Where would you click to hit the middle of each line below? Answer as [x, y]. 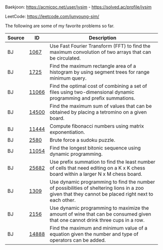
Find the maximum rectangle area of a [93, 66]
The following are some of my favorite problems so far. [60, 26]
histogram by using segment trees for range [100, 72]
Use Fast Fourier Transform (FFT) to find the [100, 46]
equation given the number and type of [94, 234]
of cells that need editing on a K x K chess [98, 168]
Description [103, 38]
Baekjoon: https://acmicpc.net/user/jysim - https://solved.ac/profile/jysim [78, 7]
